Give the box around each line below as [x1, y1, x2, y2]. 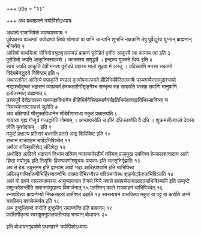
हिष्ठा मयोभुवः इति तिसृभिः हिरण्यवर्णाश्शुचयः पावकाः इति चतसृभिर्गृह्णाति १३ [6, 157, 140, 164]
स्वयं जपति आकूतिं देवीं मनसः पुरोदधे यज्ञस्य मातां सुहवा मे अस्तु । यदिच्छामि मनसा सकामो [6, 63, 172, 69]
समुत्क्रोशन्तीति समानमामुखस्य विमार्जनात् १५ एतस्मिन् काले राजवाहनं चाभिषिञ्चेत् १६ [6, 184, 163, 191]
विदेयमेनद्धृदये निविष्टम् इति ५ [6, 69, 59, 77]
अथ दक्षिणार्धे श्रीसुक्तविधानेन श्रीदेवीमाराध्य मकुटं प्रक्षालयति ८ [6, 110, 118, 117]
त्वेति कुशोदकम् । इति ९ [6, 123, 52, 131]
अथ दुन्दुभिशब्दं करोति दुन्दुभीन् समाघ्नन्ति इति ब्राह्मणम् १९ [6, 204, 113, 211]
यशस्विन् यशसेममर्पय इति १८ [6, 198, 60, 204]
